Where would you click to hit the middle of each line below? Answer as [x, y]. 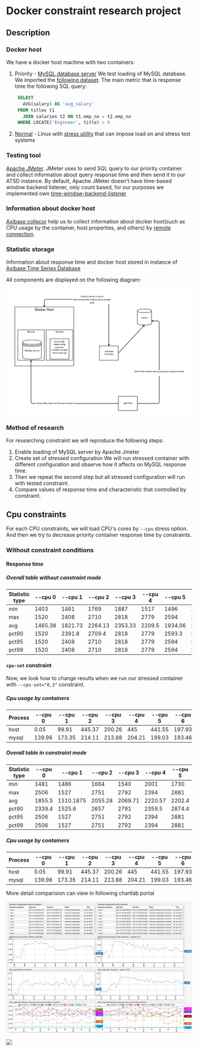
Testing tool [24, 156]
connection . [21, 234]
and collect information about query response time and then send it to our [96, 175]
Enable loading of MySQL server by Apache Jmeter [77, 452]
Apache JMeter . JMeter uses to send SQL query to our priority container [94, 168]
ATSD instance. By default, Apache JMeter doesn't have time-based [89, 180]
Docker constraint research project [94, 11]
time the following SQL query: [51, 86]
